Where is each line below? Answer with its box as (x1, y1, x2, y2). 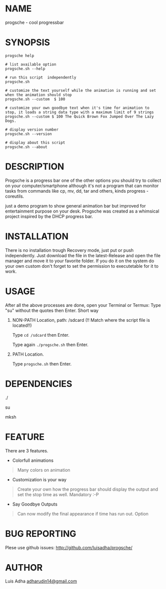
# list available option (5, 62, 56, 67)
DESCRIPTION (5, 161, 64, 172)
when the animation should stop (5, 92, 72, 97)
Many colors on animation (17, 467, 70, 473)
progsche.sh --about (5, 145, 48, 149)
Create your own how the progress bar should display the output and (17, 486, 159, 492)
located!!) (12, 322, 32, 328)
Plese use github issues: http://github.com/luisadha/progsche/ (5, 544, 133, 550)
